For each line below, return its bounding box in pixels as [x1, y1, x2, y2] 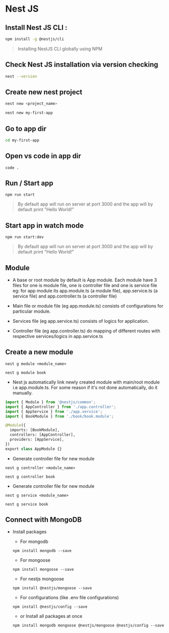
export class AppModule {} [5, 446, 62, 451]
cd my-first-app [5, 138, 39, 143]
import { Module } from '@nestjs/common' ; [5, 399, 96, 405]
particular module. [12, 308, 51, 314]
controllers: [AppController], [10, 432, 76, 438]
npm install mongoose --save [12, 567, 74, 572]
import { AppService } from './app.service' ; [5, 409, 102, 414]
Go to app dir [5, 124, 47, 133]
